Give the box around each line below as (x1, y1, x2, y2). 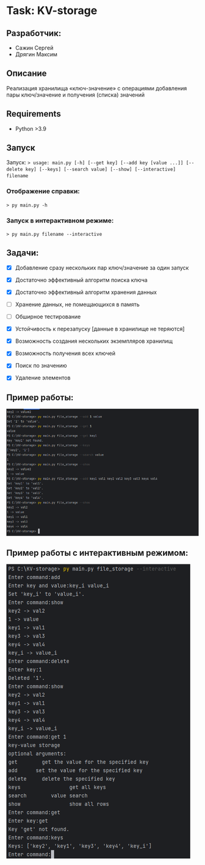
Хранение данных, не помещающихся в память (15, 301, 140, 308)
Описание (6, 68, 47, 79)
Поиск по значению (15, 362, 67, 370)
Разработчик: (6, 28, 62, 38)
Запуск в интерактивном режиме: (6, 216, 114, 225)
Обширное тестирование (15, 313, 81, 321)
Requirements (6, 109, 61, 119)
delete (6, 166, 23, 173)
